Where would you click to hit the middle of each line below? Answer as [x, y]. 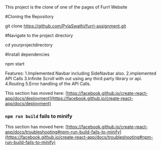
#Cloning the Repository [30, 16]
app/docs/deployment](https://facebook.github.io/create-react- [69, 98]
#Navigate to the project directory [39, 35]
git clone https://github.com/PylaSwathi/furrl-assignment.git [66, 26]
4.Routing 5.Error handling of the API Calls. [48, 84]
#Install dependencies [27, 54]
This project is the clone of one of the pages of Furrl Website [66, 7]
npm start [15, 64]
